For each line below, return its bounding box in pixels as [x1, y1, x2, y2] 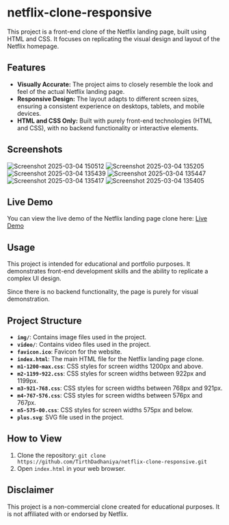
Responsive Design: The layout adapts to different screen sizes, [16, 95, 199, 103]
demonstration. [7, 295, 50, 303]
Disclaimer [7, 485, 54, 496]
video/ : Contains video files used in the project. [16, 341, 151, 348]
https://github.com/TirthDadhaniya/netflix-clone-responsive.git [16, 458, 207, 465]
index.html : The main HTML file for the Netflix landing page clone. [16, 355, 204, 363]
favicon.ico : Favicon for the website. [16, 347, 122, 356]
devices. [16, 109, 42, 117]
